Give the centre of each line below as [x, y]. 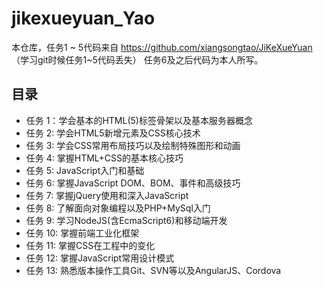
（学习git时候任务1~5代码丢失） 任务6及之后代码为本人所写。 [137, 59]
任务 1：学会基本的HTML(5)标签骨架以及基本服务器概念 [139, 120]
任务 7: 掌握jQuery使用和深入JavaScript [107, 195]
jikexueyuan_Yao [83, 18]
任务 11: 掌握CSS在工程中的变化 [90, 245]
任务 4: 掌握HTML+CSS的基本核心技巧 [104, 158]
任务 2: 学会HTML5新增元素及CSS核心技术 [113, 133]
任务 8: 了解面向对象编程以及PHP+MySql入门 [118, 208]
